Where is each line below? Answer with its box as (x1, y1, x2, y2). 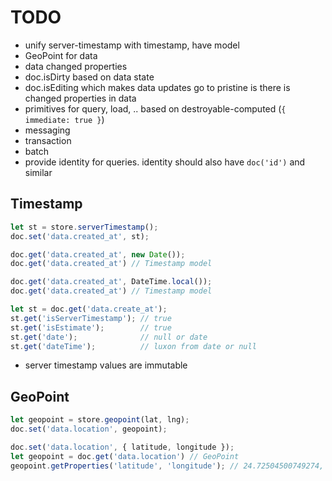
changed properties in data (24, 92, 137, 104)
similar (24, 166, 53, 178)
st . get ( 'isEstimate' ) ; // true (10, 322, 172, 333)
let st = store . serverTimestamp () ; (10, 222, 159, 232)
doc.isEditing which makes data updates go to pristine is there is (24, 81, 291, 93)
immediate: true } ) (24, 113, 105, 125)
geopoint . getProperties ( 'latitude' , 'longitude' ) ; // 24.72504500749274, (10, 461, 325, 471)
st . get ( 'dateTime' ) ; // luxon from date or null (10, 341, 257, 351)
